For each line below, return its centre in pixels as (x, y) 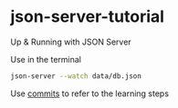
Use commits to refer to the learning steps (90, 93)
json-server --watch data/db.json (76, 76)
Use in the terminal (46, 59)
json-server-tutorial (88, 17)
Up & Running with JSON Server (71, 42)
